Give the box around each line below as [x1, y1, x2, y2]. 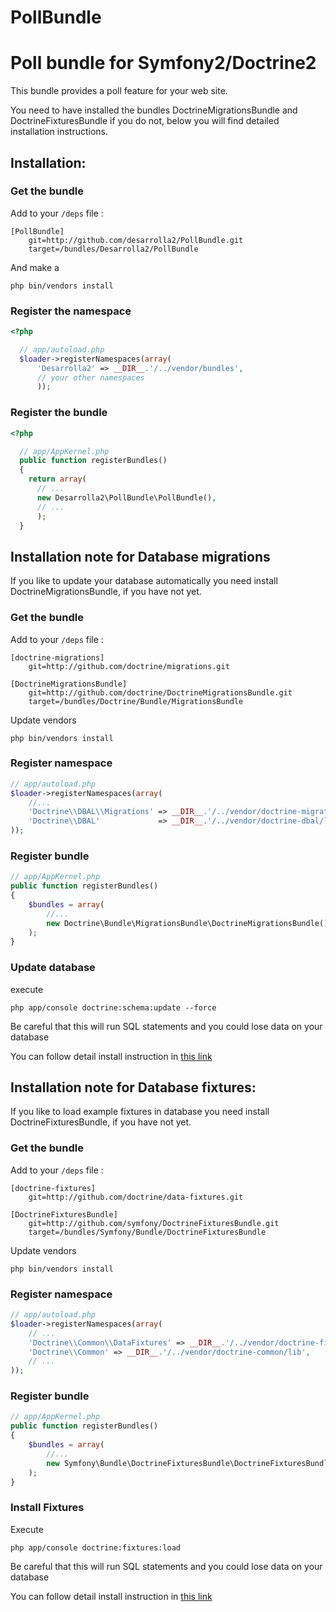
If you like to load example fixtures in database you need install [10, 1106, 270, 1118]
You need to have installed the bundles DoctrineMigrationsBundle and [10, 104, 298, 116]
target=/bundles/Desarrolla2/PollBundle [28, 244, 199, 254]
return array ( [28, 474, 87, 485]
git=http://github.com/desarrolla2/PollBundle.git [28, 235, 244, 245]
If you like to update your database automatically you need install [10, 575, 278, 587]
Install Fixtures [10, 1501, 85, 1515]
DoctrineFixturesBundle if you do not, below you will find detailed [10, 115, 280, 127]
